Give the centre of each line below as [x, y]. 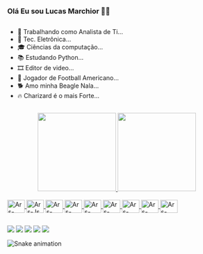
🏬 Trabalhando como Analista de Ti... [70, 32]
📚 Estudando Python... [50, 58]
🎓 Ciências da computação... [60, 47]
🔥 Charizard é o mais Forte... [58, 96]
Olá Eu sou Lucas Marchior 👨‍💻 [59, 11]
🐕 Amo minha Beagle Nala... [58, 86]
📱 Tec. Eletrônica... [44, 39]
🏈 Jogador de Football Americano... [68, 78]
